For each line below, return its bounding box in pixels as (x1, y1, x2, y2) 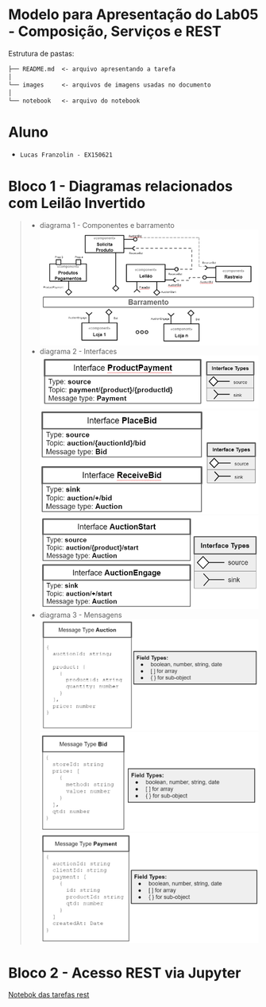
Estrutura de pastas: (8, 48, 75, 58)
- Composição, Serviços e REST (8, 22, 222, 41)
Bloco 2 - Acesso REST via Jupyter (8, 963, 241, 982)
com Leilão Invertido (8, 195, 145, 212)
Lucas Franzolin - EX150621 (19, 151, 113, 159)
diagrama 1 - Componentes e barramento (39, 220, 175, 230)
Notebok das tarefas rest (8, 990, 90, 1000)
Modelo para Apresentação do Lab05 (8, 6, 259, 24)
